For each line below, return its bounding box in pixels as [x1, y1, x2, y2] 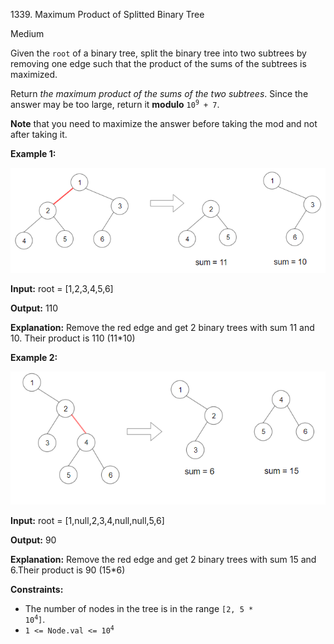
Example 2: [10, 352, 58, 364]
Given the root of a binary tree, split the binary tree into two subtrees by [10, 47, 307, 59]
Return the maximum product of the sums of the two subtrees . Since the [10, 88, 309, 99]
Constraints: [10, 583, 64, 595]
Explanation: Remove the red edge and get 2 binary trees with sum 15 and [10, 553, 317, 565]
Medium [10, 28, 45, 39]
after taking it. [10, 129, 68, 140]
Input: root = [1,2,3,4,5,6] [10, 283, 114, 295]
